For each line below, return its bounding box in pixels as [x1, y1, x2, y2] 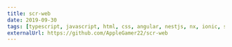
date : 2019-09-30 [7, 17, 57, 23]
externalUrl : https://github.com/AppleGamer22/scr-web [7, 29, 168, 37]
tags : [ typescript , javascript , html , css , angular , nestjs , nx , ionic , [7, 23, 221, 30]
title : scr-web [7, 10, 51, 17]
